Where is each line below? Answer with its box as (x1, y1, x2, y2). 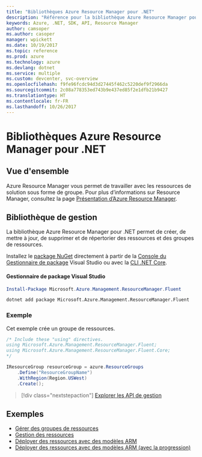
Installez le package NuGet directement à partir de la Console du (6, 253, 167, 260)
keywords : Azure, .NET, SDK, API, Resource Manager (6, 20, 138, 26)
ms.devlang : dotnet (6, 64, 55, 71)
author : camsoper (6, 25, 50, 32)
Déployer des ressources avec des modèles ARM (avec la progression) (14, 444, 191, 451)
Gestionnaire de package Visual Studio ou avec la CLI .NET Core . (6, 259, 167, 266)
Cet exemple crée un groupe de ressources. (6, 325, 115, 332)
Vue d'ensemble (6, 166, 69, 177)
